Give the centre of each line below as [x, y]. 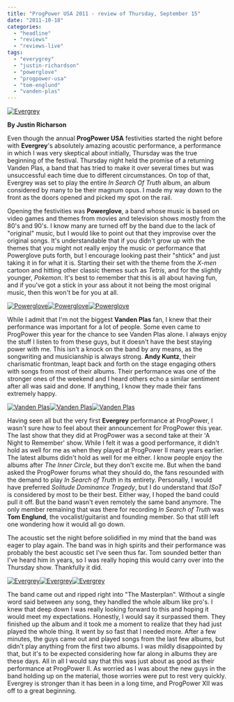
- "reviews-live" [39, 46]
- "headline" [32, 33]
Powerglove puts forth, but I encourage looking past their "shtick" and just [114, 256]
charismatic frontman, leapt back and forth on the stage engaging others [111, 364]
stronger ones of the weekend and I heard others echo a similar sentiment [113, 379]
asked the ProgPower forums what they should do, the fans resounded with [116, 473]
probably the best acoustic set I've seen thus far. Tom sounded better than [114, 553]
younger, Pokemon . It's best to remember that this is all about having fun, [112, 278]
